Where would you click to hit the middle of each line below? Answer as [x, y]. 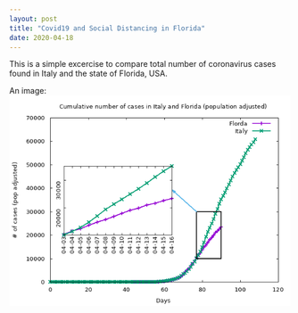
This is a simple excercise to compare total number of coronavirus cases [143, 64]
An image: [28, 91]
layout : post [33, 19]
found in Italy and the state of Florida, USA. [88, 74]
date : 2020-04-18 [41, 37]
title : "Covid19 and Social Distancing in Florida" [107, 28]
